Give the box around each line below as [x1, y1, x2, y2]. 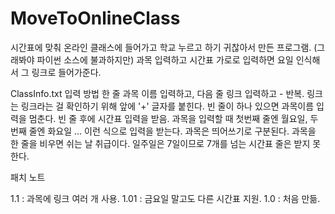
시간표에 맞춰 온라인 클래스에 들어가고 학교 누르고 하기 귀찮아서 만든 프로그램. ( [10, 41, 318, 53]
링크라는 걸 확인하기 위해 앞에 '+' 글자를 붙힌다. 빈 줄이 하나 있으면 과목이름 [20, 100, 315, 112]
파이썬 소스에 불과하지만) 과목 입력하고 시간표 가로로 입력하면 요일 [36, 53, 294, 66]
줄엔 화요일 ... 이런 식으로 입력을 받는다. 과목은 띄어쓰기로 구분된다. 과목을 [28, 125, 317, 137]
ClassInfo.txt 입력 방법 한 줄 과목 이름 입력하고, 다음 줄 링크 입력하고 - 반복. [10, 87, 305, 99]
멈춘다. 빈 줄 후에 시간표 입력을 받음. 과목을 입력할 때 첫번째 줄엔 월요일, [28, 112, 308, 124]
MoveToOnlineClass [10, 7, 181, 30]
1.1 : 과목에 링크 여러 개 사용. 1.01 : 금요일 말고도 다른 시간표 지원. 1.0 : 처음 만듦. [10, 192, 321, 204]
